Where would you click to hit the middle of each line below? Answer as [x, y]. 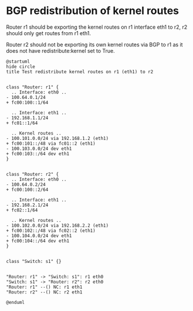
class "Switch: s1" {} [34, 261]
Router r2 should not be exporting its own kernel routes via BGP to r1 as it [94, 45]
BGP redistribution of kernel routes [92, 11]
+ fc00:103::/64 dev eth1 [38, 153]
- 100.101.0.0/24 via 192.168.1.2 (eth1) [57, 138]
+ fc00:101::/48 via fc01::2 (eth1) [51, 143]
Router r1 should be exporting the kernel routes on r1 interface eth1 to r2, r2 [97, 27]
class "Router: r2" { [33, 174]
